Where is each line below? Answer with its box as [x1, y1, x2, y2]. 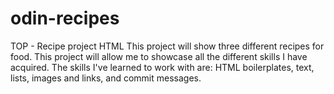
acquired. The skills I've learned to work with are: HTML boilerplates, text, [10, 61, 315, 73]
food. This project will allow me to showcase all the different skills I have [10, 50, 308, 62]
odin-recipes [10, 7, 120, 30]
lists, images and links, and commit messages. [10, 72, 202, 84]
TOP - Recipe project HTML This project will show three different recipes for [10, 40, 325, 52]
